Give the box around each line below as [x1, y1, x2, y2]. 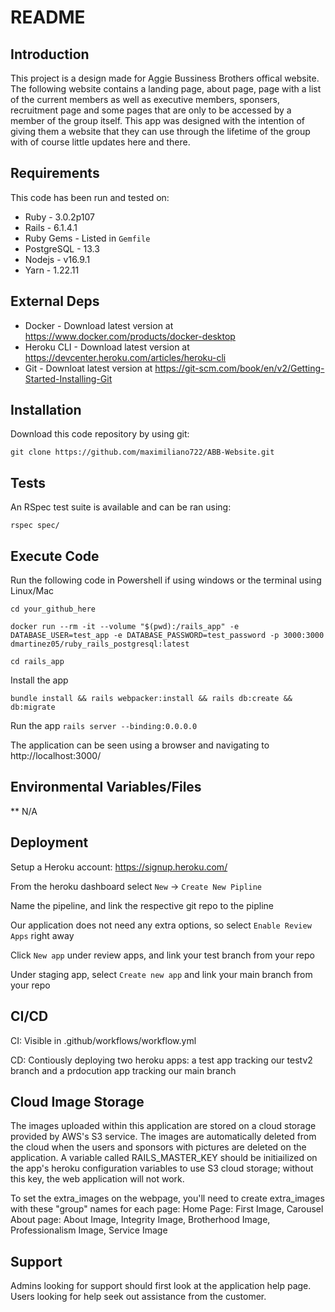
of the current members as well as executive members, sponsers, [10, 94, 280, 105]
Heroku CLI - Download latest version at [24, 341, 190, 353]
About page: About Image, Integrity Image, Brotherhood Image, [10, 1214, 271, 1226]
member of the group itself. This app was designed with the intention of [10, 115, 306, 126]
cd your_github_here [10, 604, 97, 615]
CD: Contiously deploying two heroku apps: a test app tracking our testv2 [10, 1054, 313, 1066]
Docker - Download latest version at [24, 319, 174, 331]
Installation [10, 402, 82, 419]
